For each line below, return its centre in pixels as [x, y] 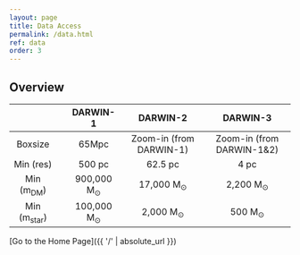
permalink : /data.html [51, 34]
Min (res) [33, 164]
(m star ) [33, 218]
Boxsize [33, 144]
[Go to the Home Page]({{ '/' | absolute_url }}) [93, 242]
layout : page [33, 17]
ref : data [28, 42]
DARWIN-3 [247, 117]
